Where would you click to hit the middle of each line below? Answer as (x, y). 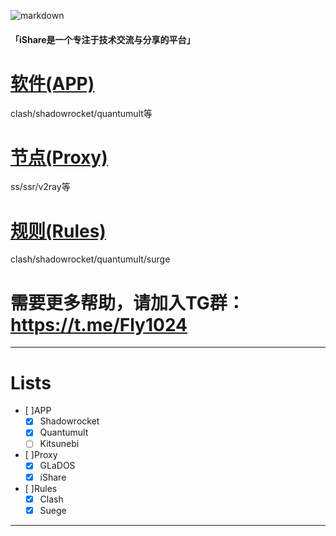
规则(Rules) (58, 231)
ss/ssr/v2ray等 (40, 187)
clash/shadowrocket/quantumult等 (81, 113)
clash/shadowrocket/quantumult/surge (90, 259)
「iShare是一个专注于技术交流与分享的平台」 (103, 39)
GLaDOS (57, 466)
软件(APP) (52, 83)
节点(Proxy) (59, 157)
